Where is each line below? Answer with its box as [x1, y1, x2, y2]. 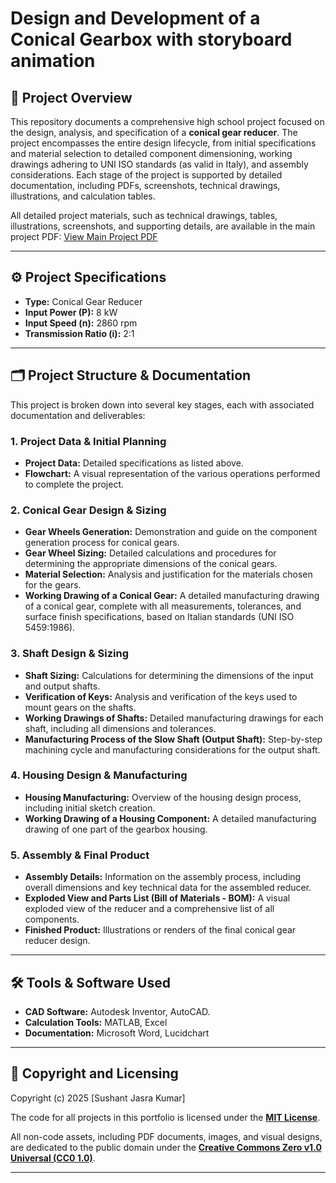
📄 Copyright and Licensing [10, 1065, 179, 1082]
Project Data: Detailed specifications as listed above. [24, 457, 244, 469]
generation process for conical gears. [24, 537, 180, 549]
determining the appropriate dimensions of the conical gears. [24, 558, 278, 570]
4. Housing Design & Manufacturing [10, 768, 188, 782]
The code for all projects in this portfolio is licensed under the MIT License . [10, 1111, 321, 1123]
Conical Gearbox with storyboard [10, 28, 293, 51]
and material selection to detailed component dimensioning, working [10, 148, 293, 159]
